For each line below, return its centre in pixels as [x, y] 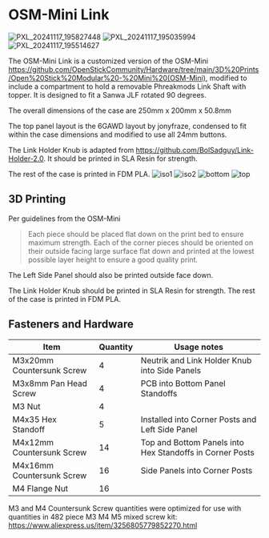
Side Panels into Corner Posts [197, 470]
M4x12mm [33, 442]
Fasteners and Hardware [71, 325]
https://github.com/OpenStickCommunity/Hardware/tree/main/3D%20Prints [134, 69]
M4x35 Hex [35, 420]
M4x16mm [33, 465]
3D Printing [37, 199]
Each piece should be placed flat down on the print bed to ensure [136, 234]
